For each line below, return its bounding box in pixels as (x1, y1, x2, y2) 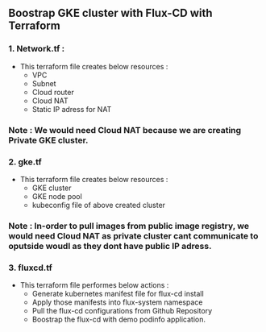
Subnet (31, 78, 56, 88)
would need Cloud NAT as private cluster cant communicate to (8, 230, 259, 241)
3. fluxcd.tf (8, 262, 52, 273)
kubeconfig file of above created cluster (31, 200, 166, 210)
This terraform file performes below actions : (19, 280, 169, 290)
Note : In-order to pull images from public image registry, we (8, 220, 250, 231)
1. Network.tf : (8, 44, 65, 55)
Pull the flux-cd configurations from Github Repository (31, 306, 213, 316)
